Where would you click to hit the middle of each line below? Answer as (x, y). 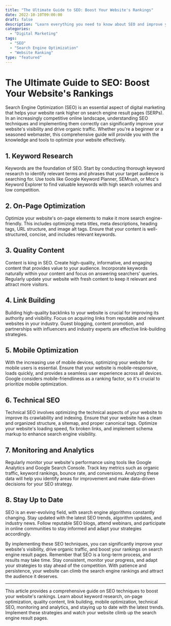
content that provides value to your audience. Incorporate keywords (76, 268)
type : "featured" (24, 57)
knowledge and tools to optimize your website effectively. (66, 140)
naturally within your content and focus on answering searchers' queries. (82, 274)
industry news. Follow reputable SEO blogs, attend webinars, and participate (85, 523)
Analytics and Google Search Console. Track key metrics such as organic (82, 468)
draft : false (19, 19)
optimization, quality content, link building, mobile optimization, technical (81, 602)
